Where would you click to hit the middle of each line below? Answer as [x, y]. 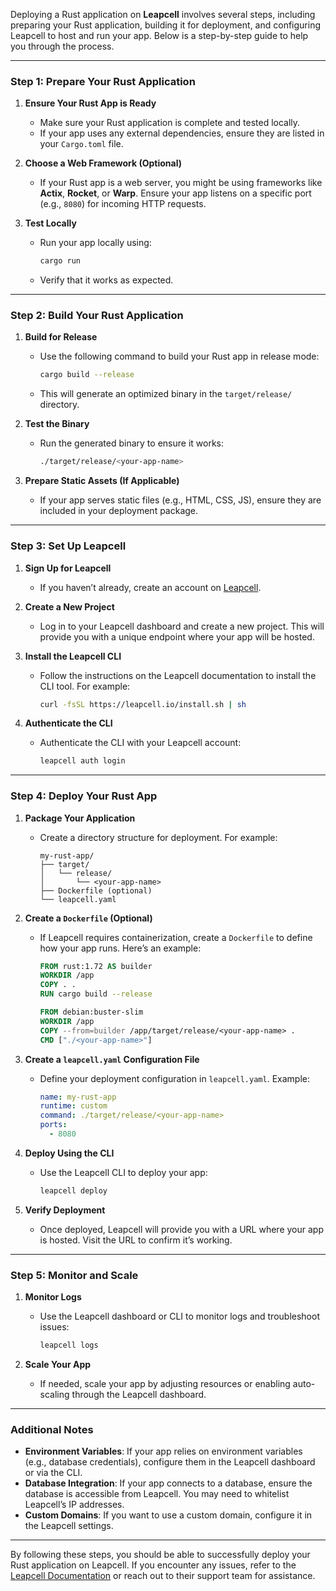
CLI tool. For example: [85, 686]
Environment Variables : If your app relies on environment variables [163, 1451]
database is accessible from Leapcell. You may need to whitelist [157, 1494]
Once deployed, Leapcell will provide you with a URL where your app [181, 1229]
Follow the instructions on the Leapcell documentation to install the [178, 675]
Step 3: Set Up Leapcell [68, 546]
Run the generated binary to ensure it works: [131, 443]
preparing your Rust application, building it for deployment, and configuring [166, 25]
